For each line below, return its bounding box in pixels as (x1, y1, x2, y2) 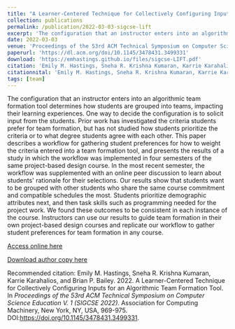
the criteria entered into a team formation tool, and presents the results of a (7, 146, 225, 155)
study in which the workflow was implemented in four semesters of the (7, 154, 212, 162)
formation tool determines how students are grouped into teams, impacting (7, 102, 224, 111)
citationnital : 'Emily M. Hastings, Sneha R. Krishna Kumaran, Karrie (7, 69, 218, 76)
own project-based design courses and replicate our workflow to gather (7, 221, 215, 230)
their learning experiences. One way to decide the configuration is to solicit (7, 109, 224, 118)
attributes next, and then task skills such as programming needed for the (7, 199, 217, 207)
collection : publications (7, 17, 83, 24)
